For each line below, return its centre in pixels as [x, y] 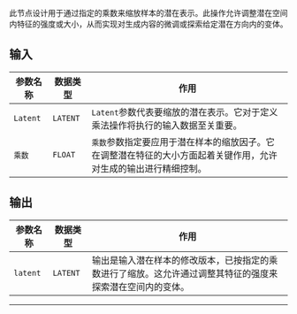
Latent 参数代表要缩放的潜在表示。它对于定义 [185, 111]
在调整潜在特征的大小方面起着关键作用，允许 [184, 155]
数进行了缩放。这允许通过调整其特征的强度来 [185, 273]
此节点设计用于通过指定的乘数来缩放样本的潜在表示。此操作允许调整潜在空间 [148, 13]
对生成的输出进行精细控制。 [149, 168]
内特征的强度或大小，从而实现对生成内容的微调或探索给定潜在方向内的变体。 [148, 24]
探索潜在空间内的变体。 [141, 287]
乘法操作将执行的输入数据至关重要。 [167, 125]
